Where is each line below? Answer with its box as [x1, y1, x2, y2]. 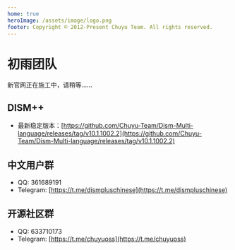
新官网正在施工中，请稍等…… [7, 81, 93, 89]
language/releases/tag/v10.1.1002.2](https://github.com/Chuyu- [17, 129, 203, 138]
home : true [7, 10, 40, 18]
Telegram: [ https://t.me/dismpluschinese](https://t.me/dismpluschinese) [17, 185, 228, 194]
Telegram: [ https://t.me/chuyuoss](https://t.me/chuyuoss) [17, 234, 186, 243]
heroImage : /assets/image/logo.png [7, 17, 112, 24]
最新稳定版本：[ [17, 121, 64, 130]
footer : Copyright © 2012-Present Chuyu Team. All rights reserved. [7, 23, 213, 30]
